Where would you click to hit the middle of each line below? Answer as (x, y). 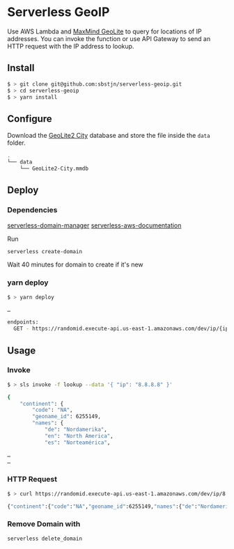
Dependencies (32, 210)
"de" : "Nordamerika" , (76, 430)
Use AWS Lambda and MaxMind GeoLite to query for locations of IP (104, 31)
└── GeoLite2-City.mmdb (54, 168)
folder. (16, 143)
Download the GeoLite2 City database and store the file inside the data (109, 136)
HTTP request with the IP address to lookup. (71, 46)
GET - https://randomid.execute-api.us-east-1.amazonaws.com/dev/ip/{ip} (123, 329)
